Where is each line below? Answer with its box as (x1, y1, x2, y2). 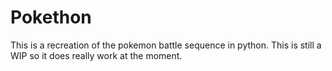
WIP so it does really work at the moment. (10, 49, 183, 61)
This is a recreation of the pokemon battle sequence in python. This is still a (10, 39, 322, 51)
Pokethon (10, 6, 92, 29)
